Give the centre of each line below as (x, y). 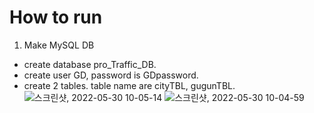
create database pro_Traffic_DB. (90, 64)
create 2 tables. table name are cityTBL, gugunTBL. (129, 85)
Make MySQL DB (59, 45)
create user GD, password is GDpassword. (111, 75)
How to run (56, 17)
